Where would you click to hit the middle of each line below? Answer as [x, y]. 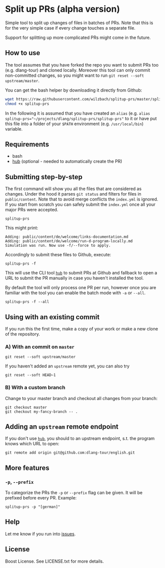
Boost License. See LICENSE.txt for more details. [55, 561]
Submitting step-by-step [44, 177]
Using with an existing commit [52, 317]
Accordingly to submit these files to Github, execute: [58, 255]
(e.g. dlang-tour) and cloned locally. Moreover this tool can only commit [78, 70]
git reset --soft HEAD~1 [30, 375]
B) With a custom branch [35, 388]
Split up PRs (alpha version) [63, 9]
